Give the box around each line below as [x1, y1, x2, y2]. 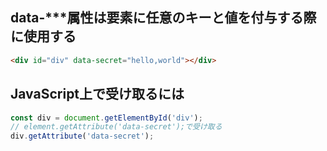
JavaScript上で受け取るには [10, 86, 185, 103]
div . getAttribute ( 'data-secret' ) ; [10, 131, 155, 142]
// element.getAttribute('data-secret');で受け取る [10, 122, 223, 132]
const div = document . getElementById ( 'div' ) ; [10, 113, 203, 123]
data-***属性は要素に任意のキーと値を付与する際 [10, 9, 317, 27]
